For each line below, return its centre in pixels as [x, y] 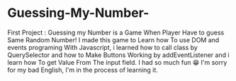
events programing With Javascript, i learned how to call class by [103, 47]
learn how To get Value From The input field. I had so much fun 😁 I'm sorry [117, 62]
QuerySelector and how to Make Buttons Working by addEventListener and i [118, 55]
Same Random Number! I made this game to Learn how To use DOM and [113, 39]
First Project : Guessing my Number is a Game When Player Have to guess [116, 32]
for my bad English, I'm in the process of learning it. [83, 70]
